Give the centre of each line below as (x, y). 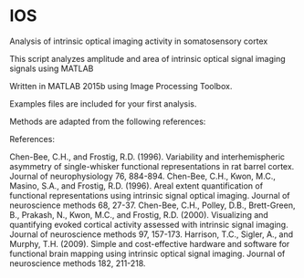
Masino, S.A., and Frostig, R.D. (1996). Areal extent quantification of (136, 185)
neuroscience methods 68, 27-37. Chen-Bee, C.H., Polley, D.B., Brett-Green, (152, 205)
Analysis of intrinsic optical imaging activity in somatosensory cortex (139, 41)
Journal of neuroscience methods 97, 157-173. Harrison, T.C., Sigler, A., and (152, 234)
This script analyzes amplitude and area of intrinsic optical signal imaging (147, 58)
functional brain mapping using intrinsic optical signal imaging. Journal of (147, 253)
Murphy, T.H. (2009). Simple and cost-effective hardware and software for (150, 243)
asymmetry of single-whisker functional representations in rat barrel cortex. (152, 166)
